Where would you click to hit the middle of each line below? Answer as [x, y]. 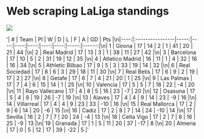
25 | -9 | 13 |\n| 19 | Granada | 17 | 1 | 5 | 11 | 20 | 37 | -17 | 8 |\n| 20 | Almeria [101, 123]
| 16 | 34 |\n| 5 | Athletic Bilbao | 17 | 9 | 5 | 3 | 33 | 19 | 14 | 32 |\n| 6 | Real [98, 65]
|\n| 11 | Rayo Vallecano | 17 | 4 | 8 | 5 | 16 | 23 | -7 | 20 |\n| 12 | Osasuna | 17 [101, 91]
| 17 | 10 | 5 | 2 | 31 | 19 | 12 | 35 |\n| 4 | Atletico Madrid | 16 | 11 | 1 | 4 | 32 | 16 [102, 58]
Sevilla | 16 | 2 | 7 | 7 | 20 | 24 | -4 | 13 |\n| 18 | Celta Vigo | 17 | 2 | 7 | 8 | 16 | [101, 117]
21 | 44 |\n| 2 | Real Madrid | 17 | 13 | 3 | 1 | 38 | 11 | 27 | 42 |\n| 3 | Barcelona [101, 52]
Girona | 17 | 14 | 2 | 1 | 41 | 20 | [154, 46]
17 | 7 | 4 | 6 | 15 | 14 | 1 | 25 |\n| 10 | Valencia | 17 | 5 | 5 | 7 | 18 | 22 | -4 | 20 [100, 84]
